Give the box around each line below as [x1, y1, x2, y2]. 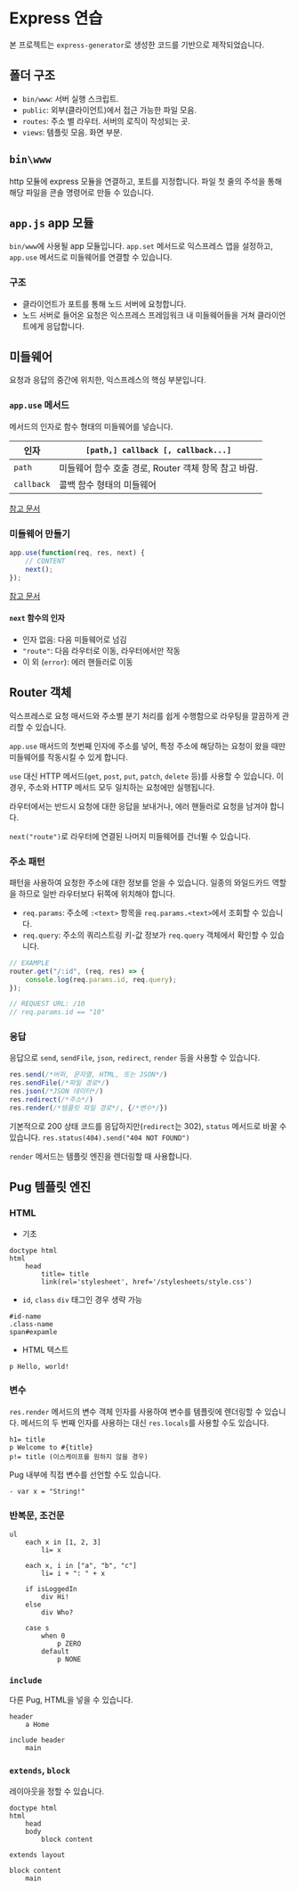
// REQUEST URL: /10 [9, 1000, 86, 1009]
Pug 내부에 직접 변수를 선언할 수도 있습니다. [9, 1469, 162, 1480]
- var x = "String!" [9, 1487, 86, 1496]
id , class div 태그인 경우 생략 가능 [21, 1294, 142, 1305]
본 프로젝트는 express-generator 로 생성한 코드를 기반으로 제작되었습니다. [9, 39, 265, 50]
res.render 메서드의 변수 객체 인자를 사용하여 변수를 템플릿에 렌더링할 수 [9, 1406, 262, 1416]
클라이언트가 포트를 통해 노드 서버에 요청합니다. [21, 298, 187, 309]
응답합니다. [45, 320, 85, 331]
